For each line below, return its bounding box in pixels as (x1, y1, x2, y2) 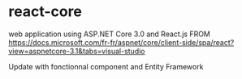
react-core (8, 2, 83, 21)
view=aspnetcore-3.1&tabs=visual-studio (8, 46, 145, 56)
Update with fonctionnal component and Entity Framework (8, 61, 204, 71)
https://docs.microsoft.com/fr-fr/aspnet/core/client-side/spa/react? (8, 37, 235, 47)
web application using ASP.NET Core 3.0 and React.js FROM (8, 29, 211, 39)
